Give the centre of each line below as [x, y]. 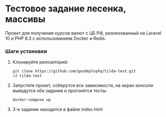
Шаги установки [26, 51]
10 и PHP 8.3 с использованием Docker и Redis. [56, 38]
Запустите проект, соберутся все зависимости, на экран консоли [83, 85]
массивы [25, 19]
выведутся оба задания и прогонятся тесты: [60, 91]
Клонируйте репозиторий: [40, 62]
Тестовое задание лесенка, [65, 9]
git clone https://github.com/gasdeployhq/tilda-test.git [74, 71]
